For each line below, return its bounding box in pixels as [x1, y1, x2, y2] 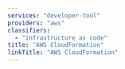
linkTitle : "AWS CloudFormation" [7, 48, 119, 56]
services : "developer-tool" [7, 11, 101, 20]
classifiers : [7, 26, 51, 34]
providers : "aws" [7, 19, 65, 27]
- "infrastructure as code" [14, 33, 108, 42]
